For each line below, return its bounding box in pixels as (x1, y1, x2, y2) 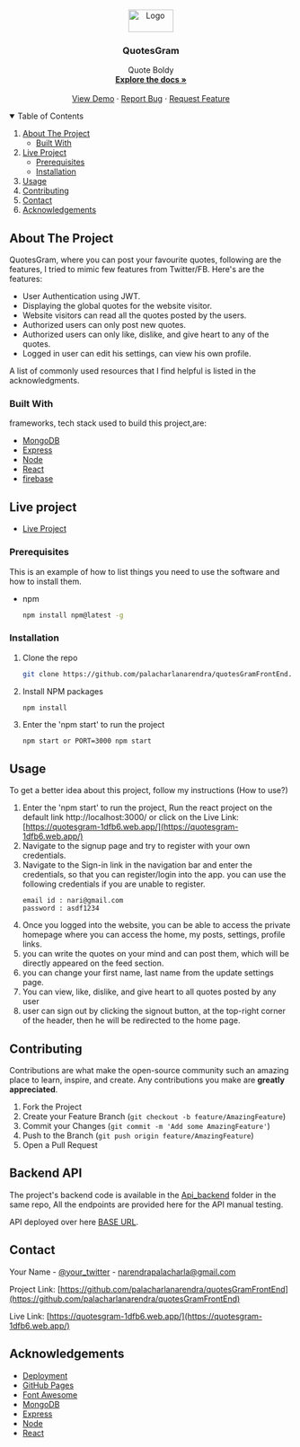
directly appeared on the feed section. (22, 957, 164, 969)
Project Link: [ (9, 1284, 61, 1294)
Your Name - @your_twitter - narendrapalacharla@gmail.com (9, 1266, 236, 1277)
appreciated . (9, 1084, 58, 1095)
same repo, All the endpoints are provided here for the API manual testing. (9, 1199, 284, 1210)
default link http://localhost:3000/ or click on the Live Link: (22, 812, 240, 823)
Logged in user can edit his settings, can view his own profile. (22, 349, 251, 359)
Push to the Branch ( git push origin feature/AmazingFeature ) (22, 1130, 254, 1141)
